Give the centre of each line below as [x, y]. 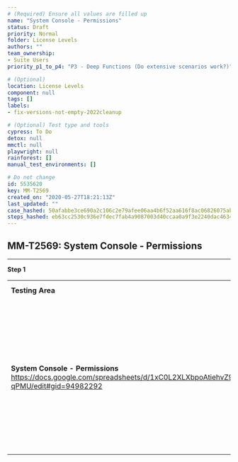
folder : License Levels [42, 40]
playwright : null [33, 152]
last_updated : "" [33, 204]
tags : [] [20, 99]
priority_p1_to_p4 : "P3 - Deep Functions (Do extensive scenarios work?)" [120, 67]
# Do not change [31, 178]
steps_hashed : [28, 217]
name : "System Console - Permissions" [64, 21]
